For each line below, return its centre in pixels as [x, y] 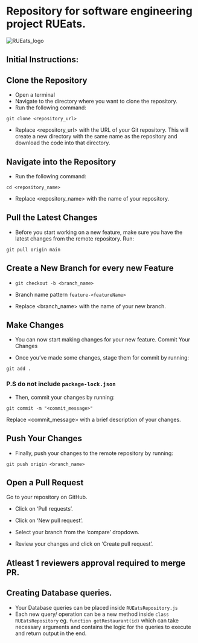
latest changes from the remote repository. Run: [75, 238]
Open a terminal [35, 95]
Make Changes [35, 325]
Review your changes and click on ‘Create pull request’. [84, 544]
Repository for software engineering [100, 11]
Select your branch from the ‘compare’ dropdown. [77, 532]
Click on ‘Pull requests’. [44, 509]
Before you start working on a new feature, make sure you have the [99, 232]
